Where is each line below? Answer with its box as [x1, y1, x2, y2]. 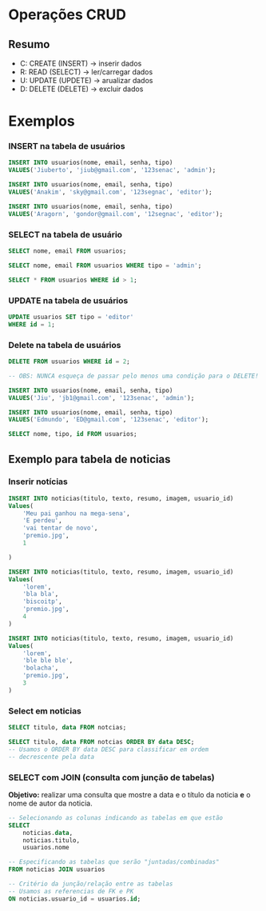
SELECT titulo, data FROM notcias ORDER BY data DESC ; [8, 737, 195, 745]
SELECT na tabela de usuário [8, 229, 122, 240]
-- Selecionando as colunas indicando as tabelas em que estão [8, 813, 224, 821]
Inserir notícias [8, 476, 68, 487]
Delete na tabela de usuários [8, 339, 121, 350]
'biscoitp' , [22, 597, 62, 605]
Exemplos [8, 112, 76, 130]
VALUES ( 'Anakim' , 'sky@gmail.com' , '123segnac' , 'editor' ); [8, 188, 213, 197]
